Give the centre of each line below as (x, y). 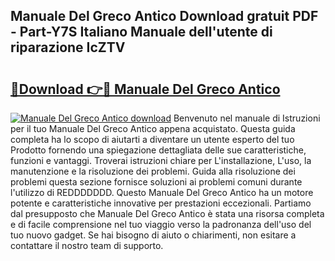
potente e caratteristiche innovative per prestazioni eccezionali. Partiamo (161, 203)
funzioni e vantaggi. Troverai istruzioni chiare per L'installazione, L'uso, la (161, 160)
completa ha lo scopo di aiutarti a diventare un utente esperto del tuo (152, 139)
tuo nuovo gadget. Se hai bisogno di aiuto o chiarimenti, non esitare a (153, 235)
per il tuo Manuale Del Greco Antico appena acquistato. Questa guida (153, 128)
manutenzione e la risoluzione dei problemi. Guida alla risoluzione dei (153, 171)
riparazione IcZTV (68, 47)
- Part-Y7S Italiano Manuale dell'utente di (141, 32)
